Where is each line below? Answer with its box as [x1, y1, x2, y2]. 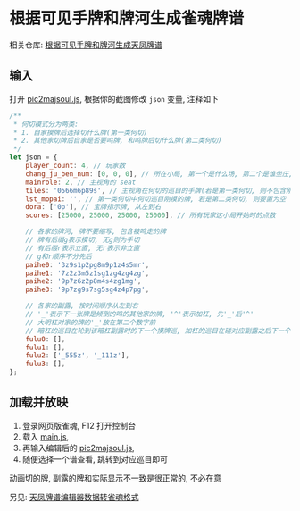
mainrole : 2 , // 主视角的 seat [25, 178, 137, 187]
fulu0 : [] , [25, 334, 66, 344]
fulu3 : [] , [25, 359, 66, 369]
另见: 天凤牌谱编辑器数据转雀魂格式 [9, 491, 139, 502]
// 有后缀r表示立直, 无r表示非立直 [25, 243, 140, 253]
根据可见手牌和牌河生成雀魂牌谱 [9, 8, 245, 29]
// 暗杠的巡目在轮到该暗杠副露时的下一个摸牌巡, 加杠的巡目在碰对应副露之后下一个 [25, 326, 292, 335]
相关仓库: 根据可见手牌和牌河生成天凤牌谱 [9, 39, 162, 50]
